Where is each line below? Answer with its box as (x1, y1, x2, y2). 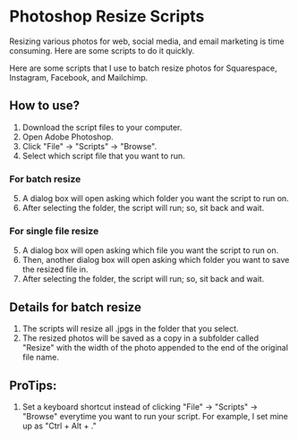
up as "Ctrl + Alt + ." (21, 420, 97, 431)
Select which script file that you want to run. (21, 150, 185, 161)
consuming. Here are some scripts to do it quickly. (9, 45, 195, 55)
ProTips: (9, 377, 57, 393)
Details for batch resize (9, 300, 141, 315)
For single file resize (9, 224, 99, 237)
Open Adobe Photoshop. (21, 131, 114, 142)
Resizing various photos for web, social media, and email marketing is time (9, 36, 285, 47)
